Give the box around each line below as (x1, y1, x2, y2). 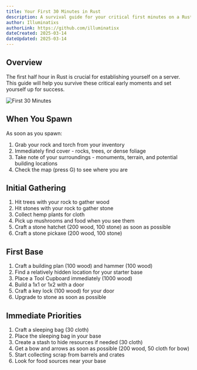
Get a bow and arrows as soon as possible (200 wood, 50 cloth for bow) (14, 345, 189, 352)
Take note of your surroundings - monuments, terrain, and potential (14, 153, 178, 160)
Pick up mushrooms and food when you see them (14, 217, 135, 224)
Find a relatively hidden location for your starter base (14, 268, 143, 276)
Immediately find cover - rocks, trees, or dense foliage (14, 147, 147, 154)
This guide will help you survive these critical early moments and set (6, 79, 172, 86)
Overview (6, 58, 43, 68)
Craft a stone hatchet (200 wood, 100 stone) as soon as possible (14, 224, 171, 231)
